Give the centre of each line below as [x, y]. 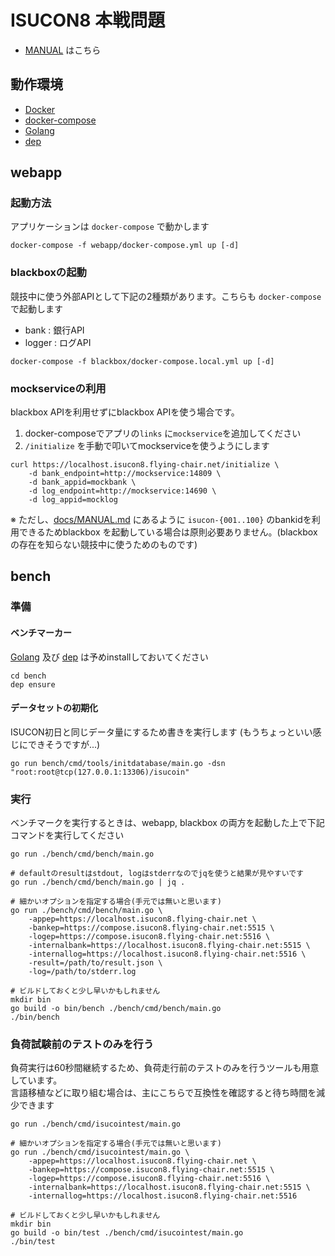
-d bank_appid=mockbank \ [82, 482]
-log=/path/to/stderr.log [82, 972]
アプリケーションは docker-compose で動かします [110, 227]
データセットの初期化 [54, 708]
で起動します [36, 308]
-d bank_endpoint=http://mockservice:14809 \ [125, 474]
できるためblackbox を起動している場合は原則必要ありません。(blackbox [168, 532]
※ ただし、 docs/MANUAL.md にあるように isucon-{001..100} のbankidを [161, 520]
